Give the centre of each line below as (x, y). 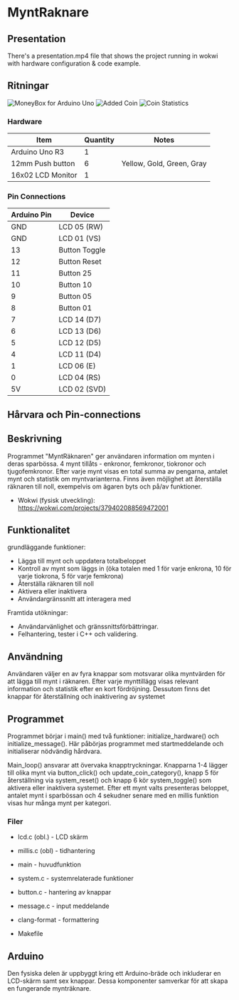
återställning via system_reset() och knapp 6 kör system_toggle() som (110, 780)
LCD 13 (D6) (80, 331)
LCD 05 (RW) (81, 227)
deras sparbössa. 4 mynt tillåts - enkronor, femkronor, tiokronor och (107, 464)
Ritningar (28, 86)
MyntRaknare (48, 12)
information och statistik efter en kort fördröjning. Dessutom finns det (109, 689)
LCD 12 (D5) (80, 343)
